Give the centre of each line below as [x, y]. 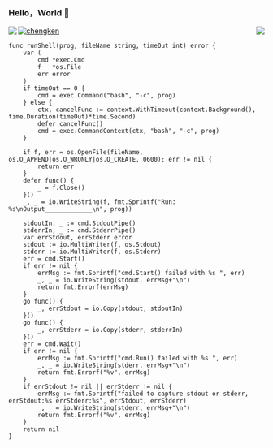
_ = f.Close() [61, 188]
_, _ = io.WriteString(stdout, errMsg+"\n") [114, 280]
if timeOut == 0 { [54, 88]
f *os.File [60, 67]
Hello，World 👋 [39, 12]
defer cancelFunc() [71, 124]
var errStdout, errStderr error [78, 238]
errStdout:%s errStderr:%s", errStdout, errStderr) [97, 401]
